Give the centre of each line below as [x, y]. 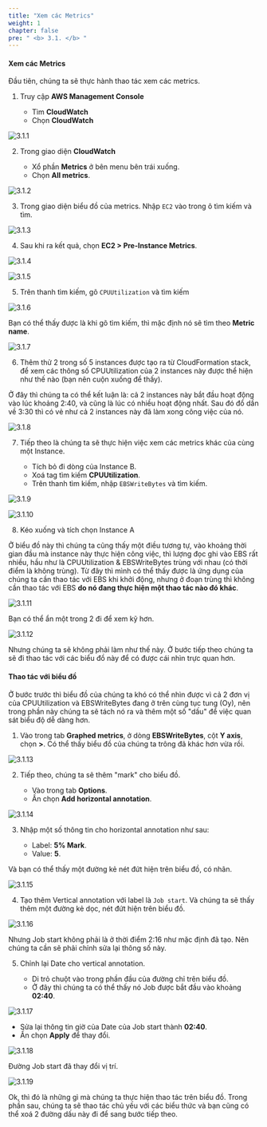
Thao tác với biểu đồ [43, 677]
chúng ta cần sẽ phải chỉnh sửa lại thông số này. [88, 947]
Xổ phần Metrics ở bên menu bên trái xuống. [106, 167]
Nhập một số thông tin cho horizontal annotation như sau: [114, 829]
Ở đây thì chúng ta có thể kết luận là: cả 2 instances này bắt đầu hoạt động [132, 395]
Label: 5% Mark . [59, 845]
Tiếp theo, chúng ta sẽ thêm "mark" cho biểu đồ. [100, 774]
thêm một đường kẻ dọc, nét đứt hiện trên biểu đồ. [102, 908]
